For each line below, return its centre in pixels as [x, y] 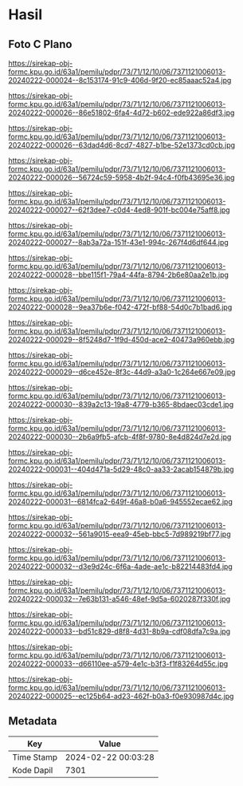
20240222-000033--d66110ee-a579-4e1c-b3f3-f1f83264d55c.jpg [118, 664]
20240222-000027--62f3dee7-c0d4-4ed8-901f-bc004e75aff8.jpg [119, 210]
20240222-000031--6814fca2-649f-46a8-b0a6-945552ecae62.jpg [121, 502]
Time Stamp [35, 757]
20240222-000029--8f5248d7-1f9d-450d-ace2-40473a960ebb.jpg [121, 340]
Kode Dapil [33, 770]
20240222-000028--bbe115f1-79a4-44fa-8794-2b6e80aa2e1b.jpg [119, 275]
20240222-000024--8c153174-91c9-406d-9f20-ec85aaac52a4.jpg [120, 80]
